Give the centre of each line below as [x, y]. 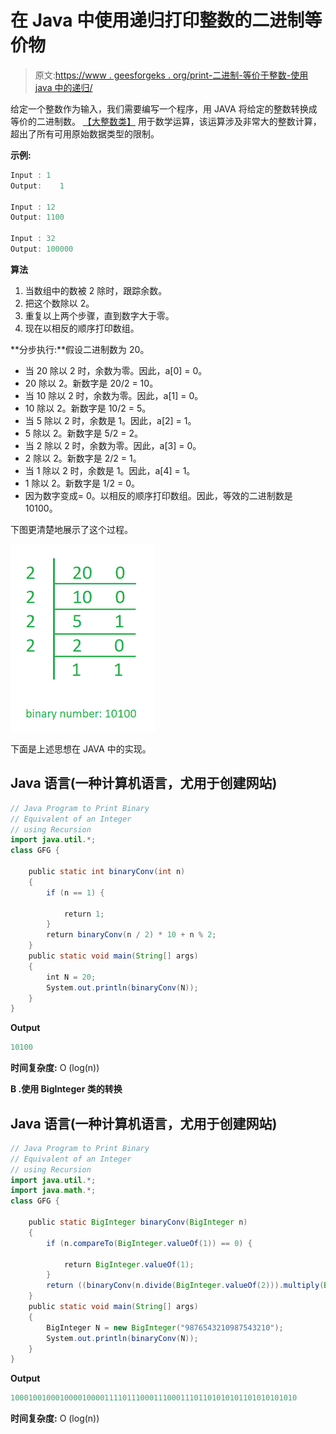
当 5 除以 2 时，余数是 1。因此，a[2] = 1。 [110, 420]
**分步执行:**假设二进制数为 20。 [80, 349]
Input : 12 [33, 207]
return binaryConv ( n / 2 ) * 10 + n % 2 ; [131, 935]
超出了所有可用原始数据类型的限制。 [85, 133]
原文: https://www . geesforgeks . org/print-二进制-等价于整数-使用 [171, 75]
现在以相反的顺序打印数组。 [82, 328]
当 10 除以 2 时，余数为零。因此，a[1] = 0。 [114, 395]
